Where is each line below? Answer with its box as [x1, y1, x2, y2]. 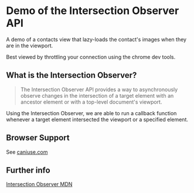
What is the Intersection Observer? [6, 70, 137, 80]
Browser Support [6, 133, 70, 143]
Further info [6, 165, 51, 175]
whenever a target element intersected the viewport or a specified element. [6, 116, 189, 123]
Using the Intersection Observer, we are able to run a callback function [6, 109, 177, 116]
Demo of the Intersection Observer [6, 4, 179, 18]
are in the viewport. [6, 42, 53, 49]
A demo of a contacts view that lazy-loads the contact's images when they [6, 36, 186, 43]
